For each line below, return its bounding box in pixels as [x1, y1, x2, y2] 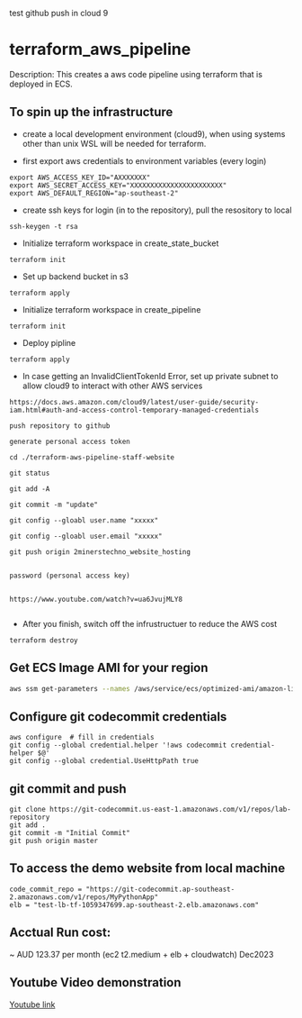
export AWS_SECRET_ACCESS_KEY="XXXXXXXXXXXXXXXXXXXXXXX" [9, 180, 227, 190]
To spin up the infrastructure [9, 105, 173, 120]
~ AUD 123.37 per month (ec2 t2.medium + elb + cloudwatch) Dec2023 [9, 949, 274, 959]
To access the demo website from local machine [9, 860, 286, 877]
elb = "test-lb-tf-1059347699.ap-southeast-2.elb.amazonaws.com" [9, 900, 259, 909]
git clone [9, 805, 47, 814]
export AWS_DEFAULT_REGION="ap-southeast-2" [9, 188, 179, 197]
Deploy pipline [22, 337, 76, 348]
